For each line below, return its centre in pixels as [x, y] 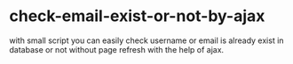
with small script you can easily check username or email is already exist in [146, 40]
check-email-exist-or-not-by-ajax [137, 16]
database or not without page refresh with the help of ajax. [117, 49]
